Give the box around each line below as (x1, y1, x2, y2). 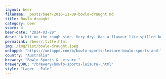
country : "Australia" (5, 53, 50, 58)
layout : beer (5, 7, 32, 12)
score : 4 (5, 26, 23, 30)
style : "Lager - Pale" (5, 67, 52, 72)
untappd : (5, 48, 23, 53)
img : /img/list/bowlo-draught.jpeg (5, 44, 79, 49)
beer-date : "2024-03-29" (5, 30, 56, 35)
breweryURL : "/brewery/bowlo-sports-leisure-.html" (5, 62, 114, 67)
